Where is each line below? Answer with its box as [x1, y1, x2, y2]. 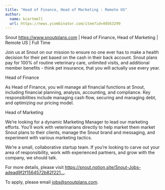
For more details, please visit [5, 164, 64, 170]
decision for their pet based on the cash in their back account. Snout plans [5, 55, 158, 61]
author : [5, 12, 21, 17]
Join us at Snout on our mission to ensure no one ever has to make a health [5, 49, 160, 55]
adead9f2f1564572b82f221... [5, 170, 65, 176]
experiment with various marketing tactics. [5, 135, 93, 141]
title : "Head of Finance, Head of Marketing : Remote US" [5, 7, 127, 12]
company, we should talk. [5, 155, 57, 161]
